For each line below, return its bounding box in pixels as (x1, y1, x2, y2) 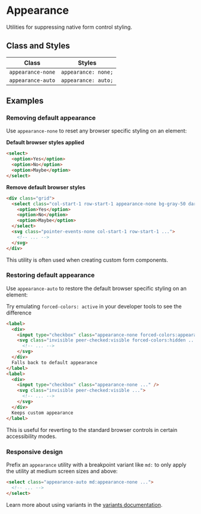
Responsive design (6, 448, 63, 456)
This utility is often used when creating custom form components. (6, 256, 169, 264)
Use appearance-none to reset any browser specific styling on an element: (6, 127, 187, 135)
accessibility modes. (6, 433, 57, 440)
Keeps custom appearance (11, 410, 74, 416)
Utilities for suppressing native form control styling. (6, 23, 133, 31)
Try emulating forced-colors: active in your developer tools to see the (6, 303, 182, 310)
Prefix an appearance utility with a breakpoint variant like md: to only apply (6, 461, 187, 468)
